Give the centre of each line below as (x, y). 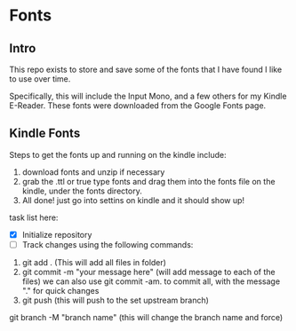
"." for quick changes (60, 290)
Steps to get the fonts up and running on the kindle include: (118, 154)
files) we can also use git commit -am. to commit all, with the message (151, 281)
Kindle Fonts (45, 134)
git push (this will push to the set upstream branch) (115, 300)
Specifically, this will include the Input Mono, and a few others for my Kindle (148, 96)
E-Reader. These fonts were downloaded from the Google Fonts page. (138, 106)
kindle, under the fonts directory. (82, 191)
